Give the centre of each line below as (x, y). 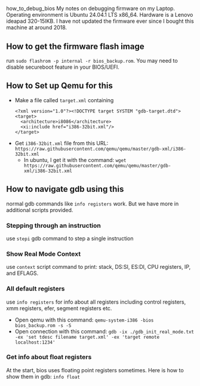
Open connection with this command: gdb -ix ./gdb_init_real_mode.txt (104, 331)
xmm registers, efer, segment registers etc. (59, 308)
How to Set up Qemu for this (60, 86)
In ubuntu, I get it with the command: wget (75, 160)
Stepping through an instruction (54, 225)
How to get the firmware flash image (75, 46)
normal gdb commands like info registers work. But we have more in (93, 203)
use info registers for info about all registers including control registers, (96, 302)
